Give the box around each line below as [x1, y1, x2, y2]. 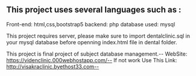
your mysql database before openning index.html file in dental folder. [6, 38, 178, 45]
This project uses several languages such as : [6, 5, 182, 15]
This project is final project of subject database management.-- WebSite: [6, 50, 188, 57]
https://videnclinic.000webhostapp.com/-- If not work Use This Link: [6, 56, 177, 63]
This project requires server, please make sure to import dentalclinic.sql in [6, 32, 190, 39]
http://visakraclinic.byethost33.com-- [6, 63, 100, 70]
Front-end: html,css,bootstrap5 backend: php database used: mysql [6, 20, 175, 28]
